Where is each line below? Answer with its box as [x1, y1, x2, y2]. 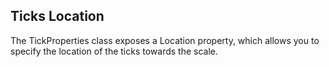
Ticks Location [10, 8, 105, 25]
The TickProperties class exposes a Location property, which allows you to [10, 34, 320, 46]
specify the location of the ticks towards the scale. [10, 45, 219, 57]
